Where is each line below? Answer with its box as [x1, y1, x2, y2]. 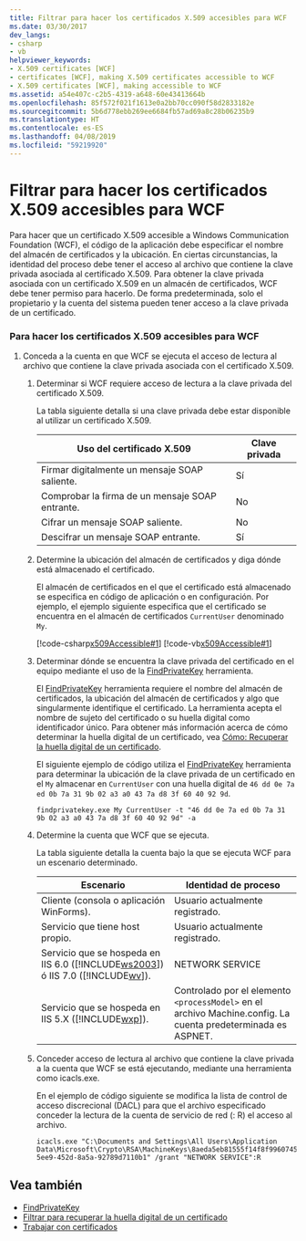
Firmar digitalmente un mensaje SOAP [40, 463, 203, 475]
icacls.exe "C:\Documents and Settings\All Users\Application [36, 1137, 278, 1146]
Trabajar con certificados [22, 1221, 118, 1232]
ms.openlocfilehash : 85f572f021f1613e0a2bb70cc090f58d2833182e [9, 98, 255, 108]
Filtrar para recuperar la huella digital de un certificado [22, 1211, 228, 1223]
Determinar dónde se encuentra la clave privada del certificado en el [36, 655, 294, 666]
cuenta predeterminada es [174, 1018, 287, 1031]
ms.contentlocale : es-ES [9, 124, 104, 133]
